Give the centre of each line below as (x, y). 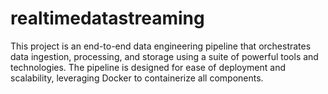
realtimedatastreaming (107, 18)
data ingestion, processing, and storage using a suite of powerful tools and (164, 56)
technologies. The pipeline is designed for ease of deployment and (148, 67)
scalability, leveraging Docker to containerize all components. (137, 78)
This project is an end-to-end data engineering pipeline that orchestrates (161, 46)
